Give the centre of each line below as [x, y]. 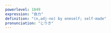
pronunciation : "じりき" [29, 23]
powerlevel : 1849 [23, 9]
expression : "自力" [24, 14]
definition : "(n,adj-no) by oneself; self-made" [56, 18]
